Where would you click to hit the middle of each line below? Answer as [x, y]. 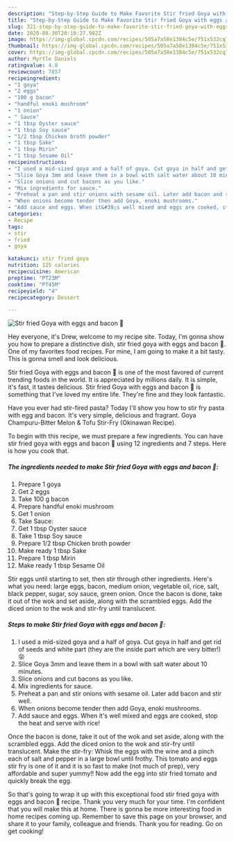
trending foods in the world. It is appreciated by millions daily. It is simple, [113, 380]
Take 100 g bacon [43, 499]
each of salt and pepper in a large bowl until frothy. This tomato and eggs [113, 759]
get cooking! [26, 832]
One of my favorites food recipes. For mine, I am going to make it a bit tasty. [116, 352]
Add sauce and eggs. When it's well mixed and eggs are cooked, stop [118, 716]
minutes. [31, 672]
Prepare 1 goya [39, 484]
